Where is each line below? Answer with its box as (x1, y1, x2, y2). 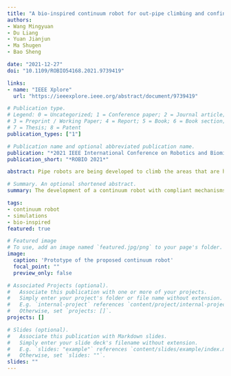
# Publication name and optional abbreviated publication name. (7, 143, 195, 150)
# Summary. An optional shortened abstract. (7, 180, 137, 188)
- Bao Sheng (7, 49, 41, 56)
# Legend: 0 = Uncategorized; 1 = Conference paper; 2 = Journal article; (7, 112, 226, 118)
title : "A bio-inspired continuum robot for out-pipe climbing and (7, 10, 205, 17)
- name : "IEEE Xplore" (7, 86, 72, 93)
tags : (7, 200, 23, 207)
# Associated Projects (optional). (7, 282, 109, 289)
